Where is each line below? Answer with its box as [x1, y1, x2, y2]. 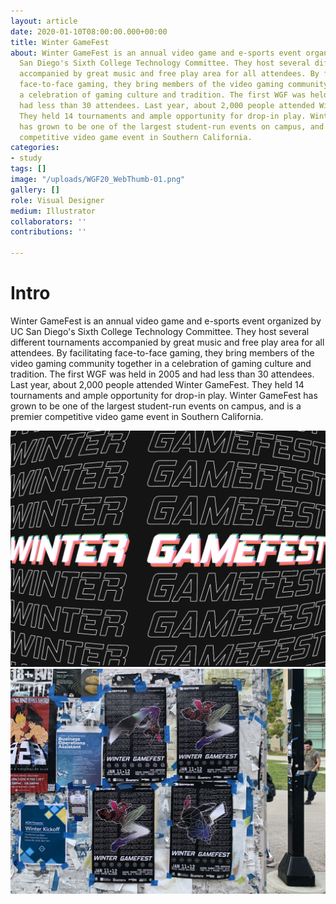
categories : [10, 143, 60, 153]
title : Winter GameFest [10, 37, 110, 47]
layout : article [10, 16, 78, 26]
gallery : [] [10, 185, 60, 195]
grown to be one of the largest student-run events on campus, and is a [10, 400, 302, 412]
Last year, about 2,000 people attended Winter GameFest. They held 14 [10, 378, 305, 390]
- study [10, 153, 43, 164]
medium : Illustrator [10, 206, 97, 216]
